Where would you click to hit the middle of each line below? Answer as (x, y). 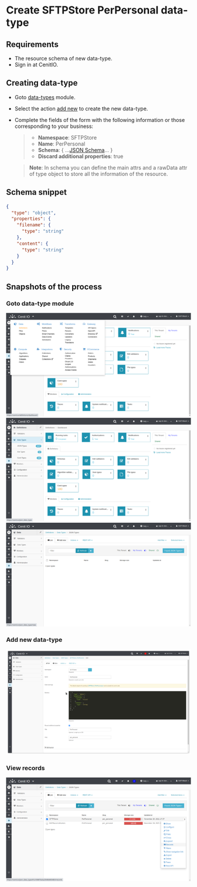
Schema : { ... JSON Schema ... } (75, 150)
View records (26, 768)
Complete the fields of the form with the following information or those (100, 120)
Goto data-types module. (45, 97)
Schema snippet (37, 192)
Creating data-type (42, 83)
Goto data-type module (40, 303)
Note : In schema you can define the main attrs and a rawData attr (108, 167)
